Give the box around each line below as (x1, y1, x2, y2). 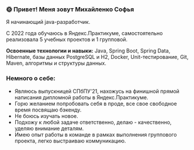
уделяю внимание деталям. (14, 125, 84, 132)
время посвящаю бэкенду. (14, 106, 82, 113)
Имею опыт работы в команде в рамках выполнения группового (14, 131, 177, 138)
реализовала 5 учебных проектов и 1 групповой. (6, 36, 128, 43)
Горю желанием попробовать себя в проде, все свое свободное (14, 100, 177, 107)
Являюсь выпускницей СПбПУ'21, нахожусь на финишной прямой (14, 88, 180, 95)
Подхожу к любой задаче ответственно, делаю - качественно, (14, 118, 172, 125)
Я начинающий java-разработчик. (6, 19, 91, 26)
